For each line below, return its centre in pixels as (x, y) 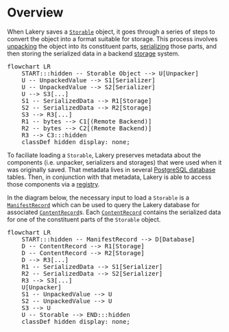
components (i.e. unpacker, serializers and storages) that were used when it (114, 162)
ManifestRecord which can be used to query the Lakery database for (104, 204)
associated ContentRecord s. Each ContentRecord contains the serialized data (114, 212)
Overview (35, 13)
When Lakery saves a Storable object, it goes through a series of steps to (111, 32)
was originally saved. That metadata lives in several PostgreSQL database (111, 169)
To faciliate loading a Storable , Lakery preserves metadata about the (104, 155)
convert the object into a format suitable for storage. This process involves (112, 38)
